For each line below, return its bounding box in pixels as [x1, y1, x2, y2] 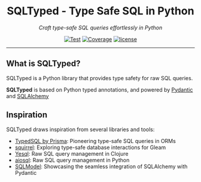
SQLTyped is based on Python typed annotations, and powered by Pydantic [6, 86, 193, 93]
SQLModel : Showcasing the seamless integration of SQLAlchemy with [14, 163, 188, 170]
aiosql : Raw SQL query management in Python [14, 156, 130, 163]
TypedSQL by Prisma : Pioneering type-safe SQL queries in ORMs [14, 137, 176, 144]
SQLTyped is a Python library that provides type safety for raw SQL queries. [6, 74, 193, 81]
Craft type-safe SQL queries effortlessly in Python [38, 24, 163, 31]
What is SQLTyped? [6, 59, 81, 69]
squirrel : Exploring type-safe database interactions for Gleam [14, 144, 166, 151]
